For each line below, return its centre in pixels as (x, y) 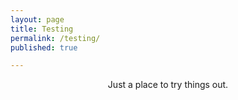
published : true (44, 47)
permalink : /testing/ (55, 38)
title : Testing (42, 29)
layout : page (37, 19)
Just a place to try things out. (168, 85)
